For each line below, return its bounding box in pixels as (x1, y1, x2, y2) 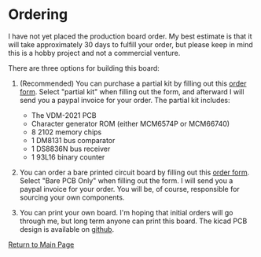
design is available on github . (19, 224, 115, 233)
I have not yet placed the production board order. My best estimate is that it (8, 31, 252, 41)
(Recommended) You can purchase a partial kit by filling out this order (19, 79, 247, 88)
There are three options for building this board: (8, 63, 160, 72)
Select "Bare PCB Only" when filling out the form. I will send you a (19, 175, 233, 185)
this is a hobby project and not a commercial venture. (8, 48, 181, 57)
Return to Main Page (8, 240, 75, 249)
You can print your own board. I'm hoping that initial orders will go (19, 207, 233, 217)
